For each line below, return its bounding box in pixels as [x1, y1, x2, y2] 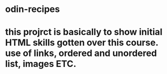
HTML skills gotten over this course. [5, 37, 158, 48]
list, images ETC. [5, 58, 76, 69]
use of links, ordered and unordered [5, 47, 157, 59]
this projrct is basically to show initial [5, 26, 162, 38]
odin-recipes [5, 3, 60, 15]
